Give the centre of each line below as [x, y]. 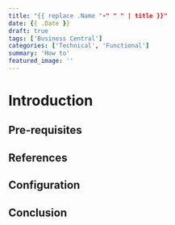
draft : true [28, 31]
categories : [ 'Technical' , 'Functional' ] [79, 46]
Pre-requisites [45, 130]
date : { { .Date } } [39, 23]
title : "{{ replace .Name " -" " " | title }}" [88, 16]
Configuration [44, 185]
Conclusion [38, 212]
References [38, 158]
